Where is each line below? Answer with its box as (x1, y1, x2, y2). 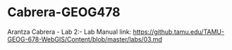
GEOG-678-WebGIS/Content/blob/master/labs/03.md (7, 35, 162, 43)
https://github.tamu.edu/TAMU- (133, 27, 224, 36)
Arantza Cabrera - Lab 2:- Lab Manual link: (7, 27, 132, 36)
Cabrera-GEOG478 (7, 4, 121, 20)
